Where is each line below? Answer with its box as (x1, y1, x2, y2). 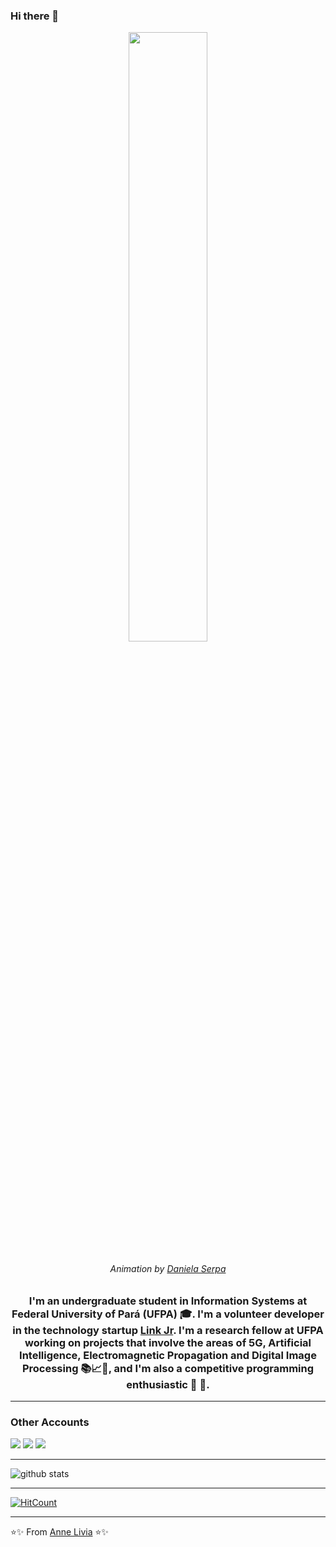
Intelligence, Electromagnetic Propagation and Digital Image (19, 1348, 317, 1362)
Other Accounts (10, 1415, 90, 1429)
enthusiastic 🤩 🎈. (126, 1377, 210, 1391)
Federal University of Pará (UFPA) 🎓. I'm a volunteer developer (11, 1307, 325, 1321)
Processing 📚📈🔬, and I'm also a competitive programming (21, 1361, 315, 1375)
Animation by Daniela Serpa (109, 1262, 227, 1274)
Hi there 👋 (10, 9, 60, 23)
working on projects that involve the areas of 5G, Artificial (24, 1335, 312, 1349)
